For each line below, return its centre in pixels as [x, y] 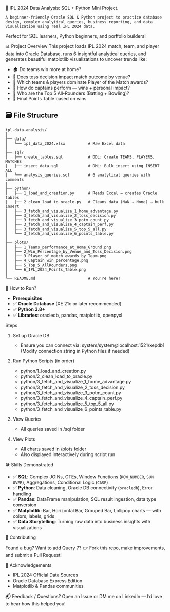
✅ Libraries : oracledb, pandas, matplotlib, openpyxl [67, 315]
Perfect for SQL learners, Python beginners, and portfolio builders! [76, 36]
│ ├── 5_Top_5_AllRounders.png [41, 265]
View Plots [24, 439]
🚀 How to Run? [21, 288]
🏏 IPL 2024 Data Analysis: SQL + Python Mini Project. [62, 8]
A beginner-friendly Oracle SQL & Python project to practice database [83, 18]
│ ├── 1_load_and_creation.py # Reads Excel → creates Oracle [81, 193]
